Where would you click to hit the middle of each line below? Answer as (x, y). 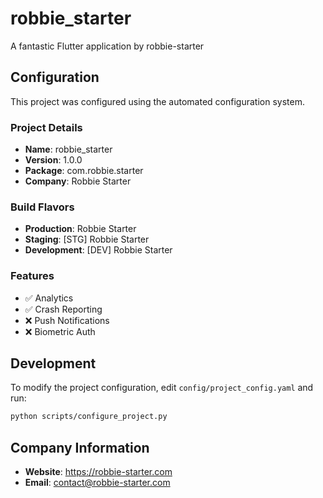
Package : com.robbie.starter (84, 171)
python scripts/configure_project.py (89, 417)
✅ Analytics (49, 298)
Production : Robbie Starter (80, 229)
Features (32, 276)
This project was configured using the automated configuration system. (157, 101)
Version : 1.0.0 (53, 160)
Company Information (80, 447)
